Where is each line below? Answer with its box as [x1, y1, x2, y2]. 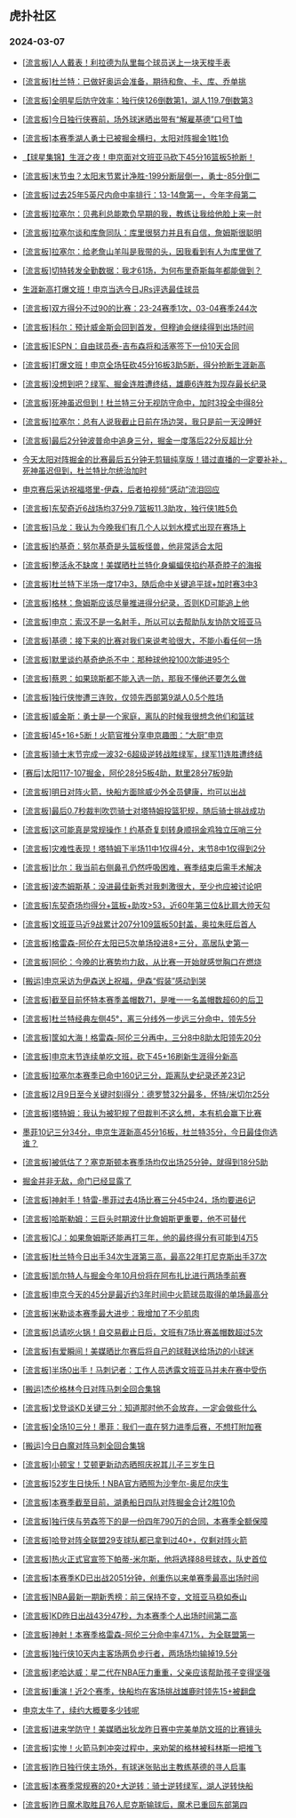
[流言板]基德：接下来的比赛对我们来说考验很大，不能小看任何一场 [21, 635, 262, 646]
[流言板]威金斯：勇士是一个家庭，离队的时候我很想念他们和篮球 [21, 711, 255, 721]
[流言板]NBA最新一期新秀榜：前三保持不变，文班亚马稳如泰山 [21, 1591, 247, 1602]
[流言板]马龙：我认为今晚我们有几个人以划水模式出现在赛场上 [21, 521, 247, 532]
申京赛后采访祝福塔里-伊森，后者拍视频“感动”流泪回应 [21, 484, 220, 495]
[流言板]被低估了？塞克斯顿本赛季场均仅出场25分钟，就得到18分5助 [21, 1156, 268, 1167]
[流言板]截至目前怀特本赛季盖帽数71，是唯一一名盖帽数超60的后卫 [21, 994, 264, 1005]
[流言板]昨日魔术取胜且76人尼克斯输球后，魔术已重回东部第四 [21, 1799, 248, 1810]
